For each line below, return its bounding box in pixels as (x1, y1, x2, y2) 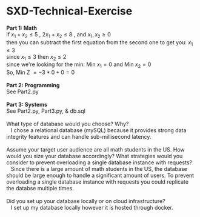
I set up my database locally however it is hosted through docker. (10, 204, 174, 212)
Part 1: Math (6, 24, 38, 32)
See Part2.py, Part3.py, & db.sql (6, 107, 86, 115)
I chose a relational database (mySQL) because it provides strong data (10, 127, 187, 134)
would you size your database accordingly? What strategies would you (6, 153, 183, 160)
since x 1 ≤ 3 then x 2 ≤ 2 (6, 53, 67, 62)
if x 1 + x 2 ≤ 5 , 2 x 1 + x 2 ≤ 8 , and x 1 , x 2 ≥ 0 (6, 30, 111, 39)
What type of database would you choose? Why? (6, 120, 129, 128)
